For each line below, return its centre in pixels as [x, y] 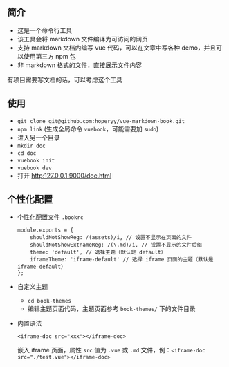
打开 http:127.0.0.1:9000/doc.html [64, 176]
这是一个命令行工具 [45, 30]
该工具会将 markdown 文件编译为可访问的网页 [83, 39]
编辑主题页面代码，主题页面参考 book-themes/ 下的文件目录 [111, 309]
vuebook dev [34, 168]
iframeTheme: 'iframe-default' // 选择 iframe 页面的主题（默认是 [122, 260]
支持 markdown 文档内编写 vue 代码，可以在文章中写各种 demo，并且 [117, 48]
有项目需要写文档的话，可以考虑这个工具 [65, 79]
